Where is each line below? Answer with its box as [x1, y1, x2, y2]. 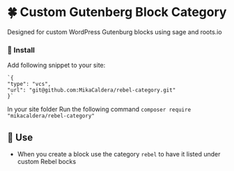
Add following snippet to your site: [7, 61, 106, 70]
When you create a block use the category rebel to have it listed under [17, 150, 221, 158]
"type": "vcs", [7, 81, 52, 88]
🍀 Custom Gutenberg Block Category [7, 4, 227, 20]
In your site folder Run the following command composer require [7, 105, 192, 114]
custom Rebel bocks [17, 158, 77, 166]
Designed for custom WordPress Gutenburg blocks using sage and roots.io [7, 27, 222, 36]
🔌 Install [7, 45, 35, 54]
